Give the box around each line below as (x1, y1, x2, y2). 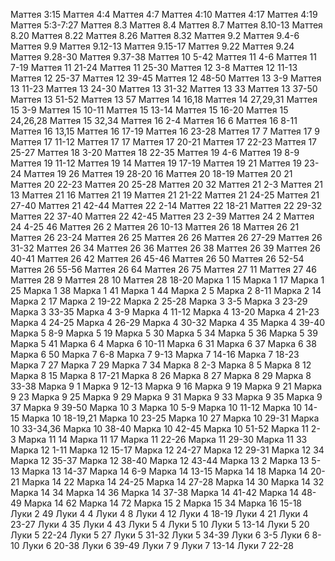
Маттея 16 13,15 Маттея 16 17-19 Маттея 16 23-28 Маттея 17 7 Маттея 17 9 (10, 125, 321, 137)
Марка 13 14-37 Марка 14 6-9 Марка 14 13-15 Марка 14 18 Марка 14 (21, 465, 308, 477)
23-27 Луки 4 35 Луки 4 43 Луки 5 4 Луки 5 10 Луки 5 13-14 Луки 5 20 (10, 519, 310, 530)
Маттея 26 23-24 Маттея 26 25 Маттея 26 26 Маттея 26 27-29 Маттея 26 (10, 232, 323, 243)
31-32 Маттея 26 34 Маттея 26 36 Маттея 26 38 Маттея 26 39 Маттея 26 (10, 242, 321, 254)
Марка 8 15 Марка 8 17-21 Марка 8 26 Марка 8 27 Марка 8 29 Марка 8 (10, 370, 312, 381)
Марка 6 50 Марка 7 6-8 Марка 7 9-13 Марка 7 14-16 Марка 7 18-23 (10, 349, 300, 360)
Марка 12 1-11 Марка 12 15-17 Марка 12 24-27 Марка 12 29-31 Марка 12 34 (10, 444, 325, 456)
